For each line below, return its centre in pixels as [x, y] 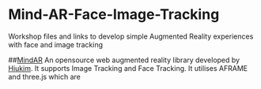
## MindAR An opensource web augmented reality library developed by [124, 60]
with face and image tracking [56, 44]
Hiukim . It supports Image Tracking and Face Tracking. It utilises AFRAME [128, 68]
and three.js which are [45, 76]
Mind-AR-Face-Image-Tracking [114, 15]
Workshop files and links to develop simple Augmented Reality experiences [131, 36]
